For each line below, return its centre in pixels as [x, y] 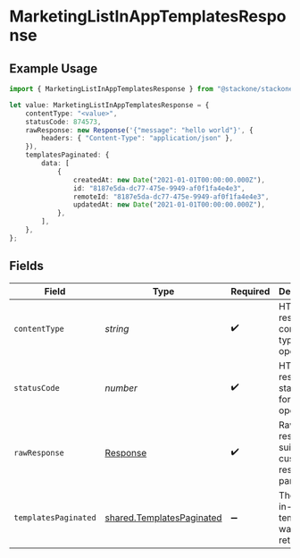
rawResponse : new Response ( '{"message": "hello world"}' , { [139, 130]
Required [250, 291]
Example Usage [54, 68]
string [117, 328]
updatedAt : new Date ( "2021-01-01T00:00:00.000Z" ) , [169, 205]
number [121, 388]
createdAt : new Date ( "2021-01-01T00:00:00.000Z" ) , [169, 180]
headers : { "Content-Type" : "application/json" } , [137, 139]
